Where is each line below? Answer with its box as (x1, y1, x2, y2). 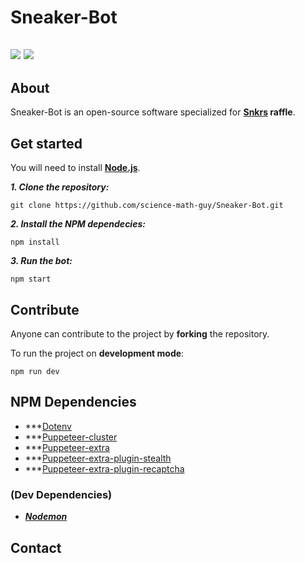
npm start (10, 274, 52, 285)
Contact (10, 539, 62, 556)
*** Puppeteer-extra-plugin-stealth (24, 452, 172, 464)
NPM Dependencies (10, 394, 137, 411)
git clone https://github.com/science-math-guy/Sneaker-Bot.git (10, 201, 284, 211)
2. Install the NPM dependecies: (10, 218, 146, 230)
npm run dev (10, 367, 60, 377)
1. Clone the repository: (10, 181, 110, 193)
